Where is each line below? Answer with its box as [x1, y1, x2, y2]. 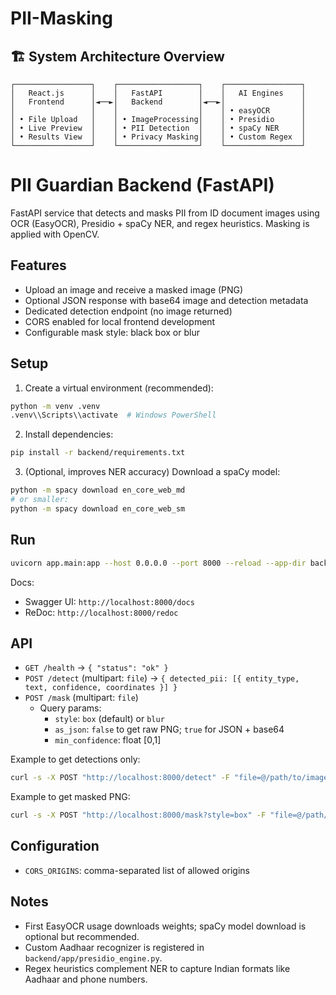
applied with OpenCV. [10, 228, 100, 240]
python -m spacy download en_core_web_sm [10, 503, 186, 514]
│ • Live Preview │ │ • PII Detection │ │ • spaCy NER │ [10, 123, 307, 133]
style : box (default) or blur [54, 713, 165, 725]
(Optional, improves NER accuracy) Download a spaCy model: [24, 466, 281, 478]
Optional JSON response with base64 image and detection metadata [24, 294, 309, 306]
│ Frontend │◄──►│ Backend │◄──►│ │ [10, 97, 307, 107]
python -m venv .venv [10, 401, 101, 411]
